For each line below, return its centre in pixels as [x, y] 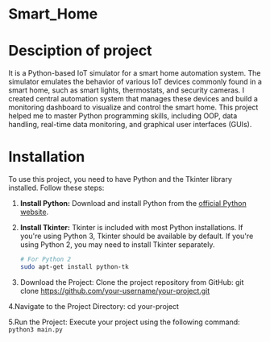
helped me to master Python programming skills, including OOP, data [123, 116]
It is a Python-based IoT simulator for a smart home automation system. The [135, 73]
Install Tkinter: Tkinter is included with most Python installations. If [131, 228]
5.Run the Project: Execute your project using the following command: [124, 322]
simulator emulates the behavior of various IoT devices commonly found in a [135, 82]
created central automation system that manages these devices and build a [133, 99]
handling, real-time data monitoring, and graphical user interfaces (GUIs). [130, 125]
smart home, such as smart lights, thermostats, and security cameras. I [127, 90]
